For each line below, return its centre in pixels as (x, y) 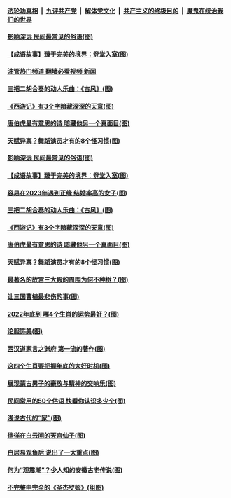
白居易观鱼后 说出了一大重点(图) (53, 452)
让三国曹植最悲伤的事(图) (43, 297)
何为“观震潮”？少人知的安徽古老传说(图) (65, 470)
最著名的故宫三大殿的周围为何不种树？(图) (68, 279)
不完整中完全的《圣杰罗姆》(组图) (56, 487)
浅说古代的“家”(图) (34, 418)
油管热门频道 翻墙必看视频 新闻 (52, 71)
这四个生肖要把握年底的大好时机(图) (59, 366)
